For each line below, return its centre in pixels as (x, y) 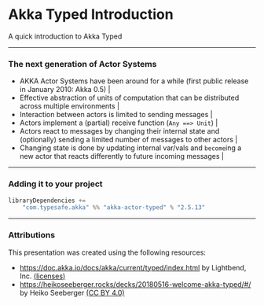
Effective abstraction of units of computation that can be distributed (129, 98)
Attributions (32, 235)
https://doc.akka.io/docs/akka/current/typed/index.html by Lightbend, (133, 267)
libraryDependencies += (47, 200)
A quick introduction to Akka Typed (65, 36)
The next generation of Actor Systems (82, 64)
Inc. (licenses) (42, 276)
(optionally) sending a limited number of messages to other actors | (128, 140)
